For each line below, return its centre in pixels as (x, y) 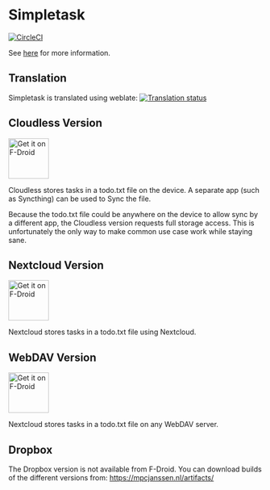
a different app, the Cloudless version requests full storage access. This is (131, 223)
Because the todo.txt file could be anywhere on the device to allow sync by (133, 214)
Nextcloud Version (56, 265)
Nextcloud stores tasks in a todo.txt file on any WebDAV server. (114, 425)
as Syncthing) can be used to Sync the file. (80, 199)
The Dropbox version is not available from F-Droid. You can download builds (135, 469)
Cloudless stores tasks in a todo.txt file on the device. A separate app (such (134, 190)
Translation (37, 78)
